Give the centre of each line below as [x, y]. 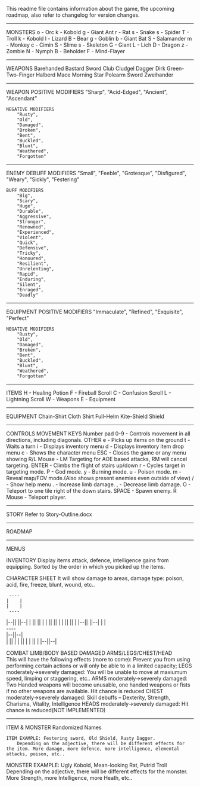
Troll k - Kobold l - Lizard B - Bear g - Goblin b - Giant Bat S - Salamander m [99, 39]
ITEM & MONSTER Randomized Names [54, 727]
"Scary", [28, 201]
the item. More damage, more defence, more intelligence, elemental [93, 749]
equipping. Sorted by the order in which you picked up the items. [86, 567]
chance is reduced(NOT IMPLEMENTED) [56, 710]
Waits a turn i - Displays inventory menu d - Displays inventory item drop [95, 446]
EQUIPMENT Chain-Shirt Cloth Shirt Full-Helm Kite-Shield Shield [85, 416]
